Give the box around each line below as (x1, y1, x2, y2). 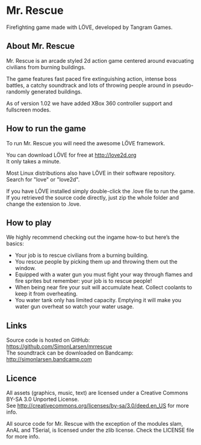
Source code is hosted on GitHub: (6, 336, 90, 344)
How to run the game (6, 124, 86, 134)
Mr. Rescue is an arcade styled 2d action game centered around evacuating (6, 57, 194, 64)
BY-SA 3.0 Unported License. (6, 396, 79, 403)
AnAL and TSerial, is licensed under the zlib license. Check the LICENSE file (6, 426, 194, 434)
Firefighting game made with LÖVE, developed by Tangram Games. (6, 24, 173, 31)
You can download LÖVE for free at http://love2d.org (6, 151, 137, 159)
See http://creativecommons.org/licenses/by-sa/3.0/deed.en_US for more (6, 402, 190, 409)
